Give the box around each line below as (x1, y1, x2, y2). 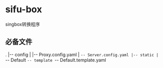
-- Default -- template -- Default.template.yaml (5, 57, 106, 63)
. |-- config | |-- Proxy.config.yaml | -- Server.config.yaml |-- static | (5, 51, 159, 57)
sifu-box (5, 4, 42, 15)
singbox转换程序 (5, 21, 40, 27)
